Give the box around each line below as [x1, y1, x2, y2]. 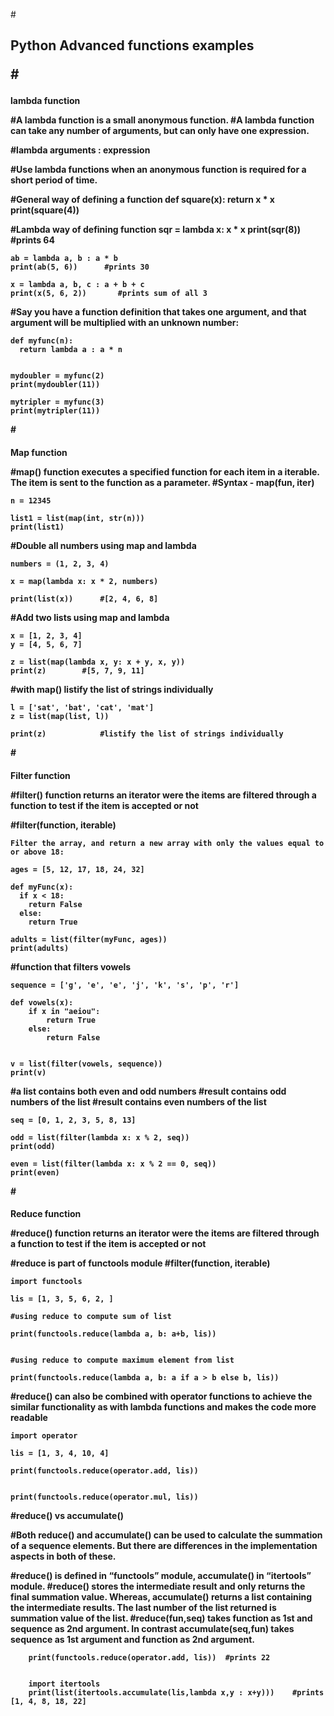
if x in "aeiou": [28, 1006, 101, 1016]
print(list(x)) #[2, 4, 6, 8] [10, 594, 159, 604]
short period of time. [10, 174, 98, 186]
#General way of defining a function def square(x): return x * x [10, 194, 275, 206]
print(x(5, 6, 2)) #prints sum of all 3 [10, 289, 208, 299]
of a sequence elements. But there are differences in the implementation [10, 1540, 318, 1552]
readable [10, 1412, 48, 1424]
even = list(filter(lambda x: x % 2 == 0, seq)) [10, 1159, 217, 1169]
